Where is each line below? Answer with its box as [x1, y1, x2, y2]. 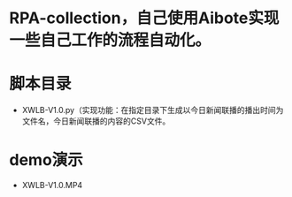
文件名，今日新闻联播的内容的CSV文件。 [21, 116, 171, 126]
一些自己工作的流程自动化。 [9, 30, 211, 50]
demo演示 [9, 150, 84, 170]
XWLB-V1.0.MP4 [21, 180, 83, 191]
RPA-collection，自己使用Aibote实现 [9, 8, 280, 28]
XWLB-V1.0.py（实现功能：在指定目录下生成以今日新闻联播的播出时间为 [21, 105, 284, 116]
